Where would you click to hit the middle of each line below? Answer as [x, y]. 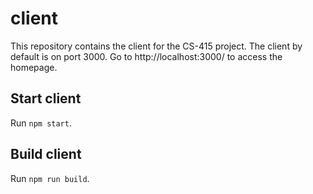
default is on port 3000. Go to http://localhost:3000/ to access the [146, 56]
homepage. [34, 67]
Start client [46, 98]
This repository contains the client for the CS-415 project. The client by [156, 46]
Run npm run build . [50, 178]
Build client [46, 154]
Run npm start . [41, 123]
